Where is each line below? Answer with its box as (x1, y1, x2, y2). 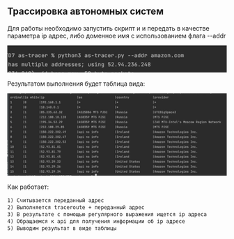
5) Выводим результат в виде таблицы (7, 225, 117, 232)
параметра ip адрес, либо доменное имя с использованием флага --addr (7, 31, 226, 40)
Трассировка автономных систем (7, 6, 164, 17)
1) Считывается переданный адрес (7, 197, 104, 204)
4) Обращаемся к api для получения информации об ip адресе (7, 218, 186, 225)
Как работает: (7, 183, 49, 191)
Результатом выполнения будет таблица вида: (7, 79, 146, 88)
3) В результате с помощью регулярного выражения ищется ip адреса (7, 211, 208, 218)
